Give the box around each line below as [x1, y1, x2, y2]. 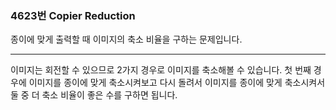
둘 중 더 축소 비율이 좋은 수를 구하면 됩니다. [10, 89, 178, 101]
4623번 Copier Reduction [10, 8, 136, 22]
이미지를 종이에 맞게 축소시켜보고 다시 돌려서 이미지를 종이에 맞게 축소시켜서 [28, 77, 326, 89]
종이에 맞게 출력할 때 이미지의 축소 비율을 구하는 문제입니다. [10, 33, 243, 46]
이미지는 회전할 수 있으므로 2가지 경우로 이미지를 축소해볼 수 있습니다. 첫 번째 [10, 64, 312, 76]
